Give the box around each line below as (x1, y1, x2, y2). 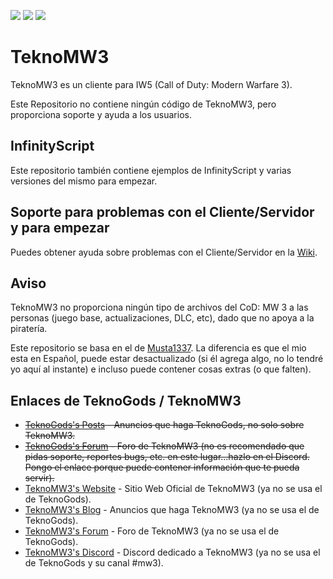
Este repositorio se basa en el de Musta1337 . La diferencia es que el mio (10, 342, 307, 354)
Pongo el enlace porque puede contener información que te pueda (24, 461, 300, 474)
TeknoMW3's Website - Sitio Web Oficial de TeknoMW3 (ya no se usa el (24, 483, 323, 495)
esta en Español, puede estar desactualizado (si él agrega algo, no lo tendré (10, 353, 324, 365)
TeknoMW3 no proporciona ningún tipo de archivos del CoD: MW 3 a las (10, 301, 309, 314)
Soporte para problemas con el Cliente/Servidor (10, 204, 315, 221)
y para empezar (10, 220, 110, 237)
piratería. (10, 323, 48, 335)
